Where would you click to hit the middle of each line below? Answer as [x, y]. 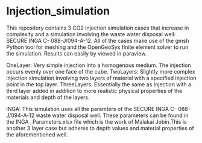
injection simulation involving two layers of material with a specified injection [101, 78]
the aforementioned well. [37, 135]
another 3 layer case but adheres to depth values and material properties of [100, 128]
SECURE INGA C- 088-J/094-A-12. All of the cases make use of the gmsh [98, 40]
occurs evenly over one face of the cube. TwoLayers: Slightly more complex [101, 71]
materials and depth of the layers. [48, 97]
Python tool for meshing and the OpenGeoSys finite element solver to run [97, 47]
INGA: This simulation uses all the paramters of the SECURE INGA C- [91, 109]
